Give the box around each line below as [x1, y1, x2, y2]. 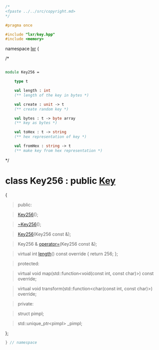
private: [17, 300, 34, 306]
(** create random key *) [14, 106, 69, 111]
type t [14, 79, 28, 84]
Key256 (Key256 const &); [17, 231, 72, 237]
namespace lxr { [5, 46, 39, 52]
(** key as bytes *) [14, 121, 58, 126]
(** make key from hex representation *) [14, 148, 102, 153]
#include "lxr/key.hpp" [5, 32, 56, 37]
